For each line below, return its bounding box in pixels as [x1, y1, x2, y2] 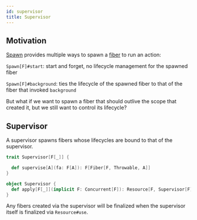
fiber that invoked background [6, 86, 76, 94]
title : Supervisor [6, 14, 51, 20]
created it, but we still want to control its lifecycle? [6, 104, 127, 111]
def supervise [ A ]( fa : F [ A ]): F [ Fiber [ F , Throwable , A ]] [11, 165, 151, 171]
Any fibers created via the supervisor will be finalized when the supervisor [6, 202, 186, 209]
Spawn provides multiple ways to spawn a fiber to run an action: [6, 51, 161, 59]
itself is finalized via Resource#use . [6, 209, 89, 216]
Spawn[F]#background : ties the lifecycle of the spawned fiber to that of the [6, 80, 183, 87]
